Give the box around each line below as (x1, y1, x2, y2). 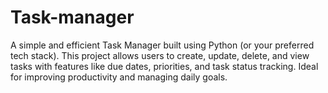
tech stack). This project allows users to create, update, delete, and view (10, 49, 310, 61)
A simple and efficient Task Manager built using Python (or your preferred (10, 39, 315, 51)
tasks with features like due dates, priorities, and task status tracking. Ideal (10, 60, 319, 72)
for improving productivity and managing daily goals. (10, 71, 228, 83)
